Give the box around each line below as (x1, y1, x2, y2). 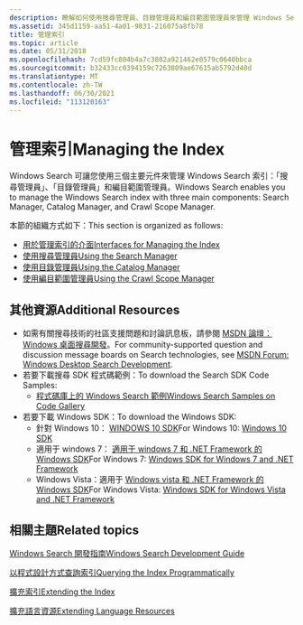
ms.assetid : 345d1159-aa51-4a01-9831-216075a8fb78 (9, 22, 204, 31)
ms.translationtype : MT (9, 72, 99, 81)
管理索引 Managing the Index (9, 139, 225, 159)
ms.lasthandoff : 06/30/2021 (9, 89, 115, 98)
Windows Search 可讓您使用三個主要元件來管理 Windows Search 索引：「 (9, 171, 280, 182)
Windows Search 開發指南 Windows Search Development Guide (9, 547, 245, 558)
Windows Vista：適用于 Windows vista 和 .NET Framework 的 (35, 474, 264, 485)
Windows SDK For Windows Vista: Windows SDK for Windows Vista (35, 484, 286, 495)
